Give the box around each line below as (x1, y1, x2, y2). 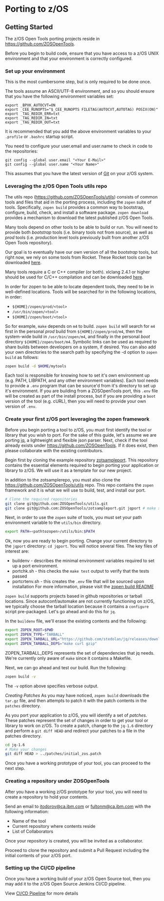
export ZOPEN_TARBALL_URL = (5, 637, 60, 642)
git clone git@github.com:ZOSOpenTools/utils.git (5, 501, 108, 506)
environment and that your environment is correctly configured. (5, 56, 133, 61)
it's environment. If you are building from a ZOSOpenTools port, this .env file (5, 388, 158, 394)
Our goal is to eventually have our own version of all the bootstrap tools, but (5, 249, 158, 255)
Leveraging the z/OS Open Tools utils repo (5, 183, 107, 190)
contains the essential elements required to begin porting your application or (5, 462, 159, 468)
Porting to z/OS (5, 3, 69, 15)
